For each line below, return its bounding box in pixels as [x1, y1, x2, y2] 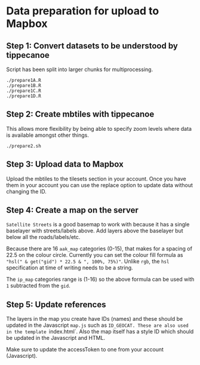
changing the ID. [6, 188, 47, 195]
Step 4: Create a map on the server [6, 205, 139, 216]
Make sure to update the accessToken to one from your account [6, 346, 164, 353]
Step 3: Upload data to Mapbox [6, 160, 124, 170]
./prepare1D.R [6, 93, 42, 99]
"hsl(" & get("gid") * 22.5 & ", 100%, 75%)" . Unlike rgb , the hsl [6, 258, 170, 265]
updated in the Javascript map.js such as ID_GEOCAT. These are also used [6, 321, 189, 329]
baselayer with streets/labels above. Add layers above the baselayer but [6, 227, 183, 234]
